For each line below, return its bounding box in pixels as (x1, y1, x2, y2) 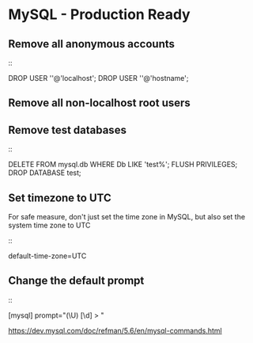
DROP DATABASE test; (8, 168, 81, 177)
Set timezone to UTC (8, 191, 112, 204)
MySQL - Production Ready (8, 6, 191, 24)
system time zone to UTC (8, 220, 91, 231)
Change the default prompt (8, 274, 145, 288)
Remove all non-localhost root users (8, 97, 191, 110)
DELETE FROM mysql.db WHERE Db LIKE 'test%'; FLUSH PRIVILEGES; (8, 160, 238, 170)
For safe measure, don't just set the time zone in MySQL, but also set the (8, 212, 246, 222)
